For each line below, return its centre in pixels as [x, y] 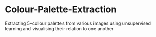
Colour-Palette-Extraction [61, 9]
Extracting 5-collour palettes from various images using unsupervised [78, 23]
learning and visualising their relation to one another [59, 28]
